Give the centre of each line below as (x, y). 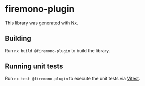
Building (18, 39)
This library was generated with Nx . (42, 23)
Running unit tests (34, 66)
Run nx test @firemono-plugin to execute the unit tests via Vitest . (73, 78)
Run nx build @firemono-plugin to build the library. (58, 50)
